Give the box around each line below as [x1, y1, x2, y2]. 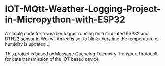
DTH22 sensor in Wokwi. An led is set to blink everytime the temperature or [5, 36, 160, 42]
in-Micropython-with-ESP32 [5, 14, 125, 25]
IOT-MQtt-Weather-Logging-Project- [5, 3, 161, 15]
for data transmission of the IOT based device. [5, 56, 100, 62]
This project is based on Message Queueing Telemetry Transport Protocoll [5, 51, 158, 57]
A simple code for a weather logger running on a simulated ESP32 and [5, 30, 149, 36]
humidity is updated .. [5, 41, 50, 47]
